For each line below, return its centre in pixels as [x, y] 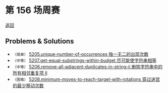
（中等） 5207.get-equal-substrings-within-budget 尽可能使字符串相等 [85, 60]
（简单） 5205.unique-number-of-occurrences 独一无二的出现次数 [80, 54]
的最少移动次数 [28, 85]
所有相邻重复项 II [30, 73]
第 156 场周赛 [33, 10]
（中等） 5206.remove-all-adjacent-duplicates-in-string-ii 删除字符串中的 [88, 66]
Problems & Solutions [40, 41]
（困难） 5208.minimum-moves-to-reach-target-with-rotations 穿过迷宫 [86, 79]
